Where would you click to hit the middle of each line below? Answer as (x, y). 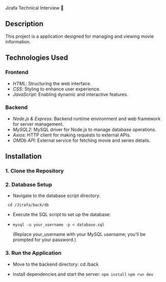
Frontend (17, 73)
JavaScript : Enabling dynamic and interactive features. (70, 94)
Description (24, 24)
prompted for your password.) (44, 240)
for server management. (38, 124)
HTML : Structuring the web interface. (52, 83)
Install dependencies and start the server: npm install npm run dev (83, 274)
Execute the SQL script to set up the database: (62, 215)
